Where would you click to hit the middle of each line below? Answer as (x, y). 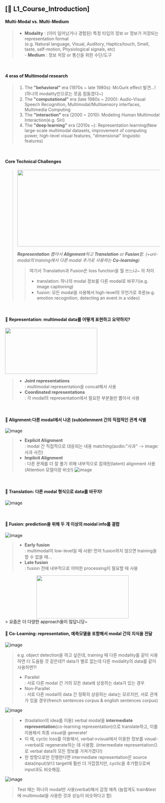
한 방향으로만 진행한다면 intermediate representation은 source (86, 757)
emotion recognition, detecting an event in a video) (88, 298)
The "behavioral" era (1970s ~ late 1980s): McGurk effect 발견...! (90, 87)
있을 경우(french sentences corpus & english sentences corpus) (94, 700)
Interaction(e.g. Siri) (44, 120)
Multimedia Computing (47, 109)
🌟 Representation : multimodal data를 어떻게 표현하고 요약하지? (68, 319)
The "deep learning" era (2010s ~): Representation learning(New (91, 125)
